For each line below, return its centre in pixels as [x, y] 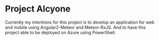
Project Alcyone [38, 9]
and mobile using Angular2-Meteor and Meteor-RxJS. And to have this [75, 27]
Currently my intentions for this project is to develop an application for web [80, 22]
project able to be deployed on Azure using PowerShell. [61, 32]
